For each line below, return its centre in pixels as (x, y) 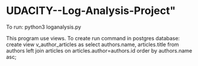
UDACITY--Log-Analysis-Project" (91, 11)
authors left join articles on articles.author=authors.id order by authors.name (99, 50)
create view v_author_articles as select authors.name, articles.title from (92, 44)
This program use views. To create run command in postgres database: (93, 38)
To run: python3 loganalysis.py (44, 27)
